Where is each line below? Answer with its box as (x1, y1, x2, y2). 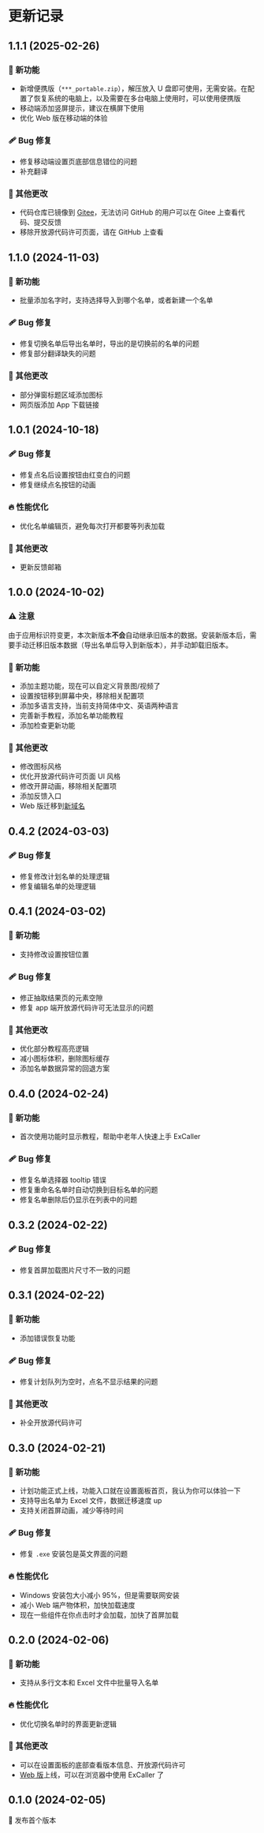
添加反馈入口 (19, 791, 61, 801)
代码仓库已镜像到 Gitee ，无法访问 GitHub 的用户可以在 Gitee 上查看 (19, 208, 239, 217)
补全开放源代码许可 (19, 1418, 83, 1427)
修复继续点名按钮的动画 (19, 480, 96, 489)
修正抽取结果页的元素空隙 (19, 992, 103, 1003)
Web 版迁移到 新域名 (19, 801, 85, 811)
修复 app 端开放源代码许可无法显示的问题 (19, 1003, 154, 1012)
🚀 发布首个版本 (8, 1815, 57, 1824)
